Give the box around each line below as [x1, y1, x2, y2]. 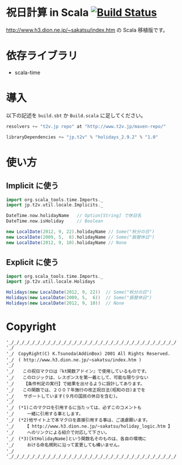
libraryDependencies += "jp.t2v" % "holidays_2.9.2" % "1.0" [6, 134, 159, 140]
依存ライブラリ [6, 49, 78, 63]
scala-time [14, 69, 41, 76]
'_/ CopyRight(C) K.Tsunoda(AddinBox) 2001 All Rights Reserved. [6, 351, 171, 357]
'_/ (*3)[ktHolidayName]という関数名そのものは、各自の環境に [6, 436, 147, 442]
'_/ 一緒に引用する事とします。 [6, 410, 84, 417]
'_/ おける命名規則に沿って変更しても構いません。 [6, 442, 122, 448]
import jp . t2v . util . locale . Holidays [6, 279, 95, 285]
